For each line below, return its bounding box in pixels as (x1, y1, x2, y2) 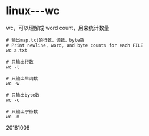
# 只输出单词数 (6, 75, 38, 81)
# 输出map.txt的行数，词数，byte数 (6, 37, 84, 43)
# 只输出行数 (6, 59, 34, 65)
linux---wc (6, 4, 60, 18)
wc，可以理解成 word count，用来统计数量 (6, 24, 110, 31)
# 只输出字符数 (6, 108, 38, 114)
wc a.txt (6, 47, 28, 54)
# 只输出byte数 (6, 92, 40, 98)
